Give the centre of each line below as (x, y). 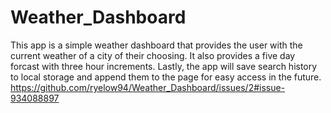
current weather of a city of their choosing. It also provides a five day (153, 55)
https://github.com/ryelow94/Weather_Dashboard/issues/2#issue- (148, 87)
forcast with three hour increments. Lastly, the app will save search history (164, 66)
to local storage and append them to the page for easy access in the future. (166, 77)
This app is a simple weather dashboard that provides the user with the (156, 45)
